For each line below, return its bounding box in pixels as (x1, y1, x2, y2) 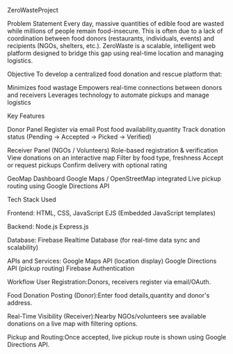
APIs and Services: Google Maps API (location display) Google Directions (7, 257, 217, 265)
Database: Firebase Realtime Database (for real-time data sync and (7, 236, 200, 244)
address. (7, 299, 33, 307)
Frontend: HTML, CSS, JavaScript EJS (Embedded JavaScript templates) (7, 209, 216, 217)
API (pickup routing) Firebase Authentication (7, 264, 135, 272)
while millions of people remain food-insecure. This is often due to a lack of (7, 27, 223, 35)
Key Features (7, 111, 45, 120)
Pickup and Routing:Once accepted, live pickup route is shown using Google (7, 333, 227, 341)
